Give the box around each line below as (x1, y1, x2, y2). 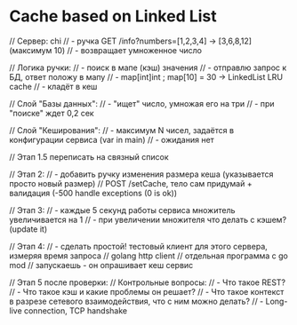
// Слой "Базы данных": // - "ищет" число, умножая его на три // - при (9, 98, 275, 108)
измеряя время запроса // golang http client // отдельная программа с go (9, 250, 289, 261)
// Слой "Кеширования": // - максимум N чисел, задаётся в (9, 124, 234, 135)
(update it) (9, 224, 48, 234)
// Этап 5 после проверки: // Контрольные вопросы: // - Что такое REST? (9, 277, 286, 288)
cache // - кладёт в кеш (9, 81, 98, 91)
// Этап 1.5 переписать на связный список (9, 151, 169, 162)
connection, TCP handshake (23, 305, 127, 316)
